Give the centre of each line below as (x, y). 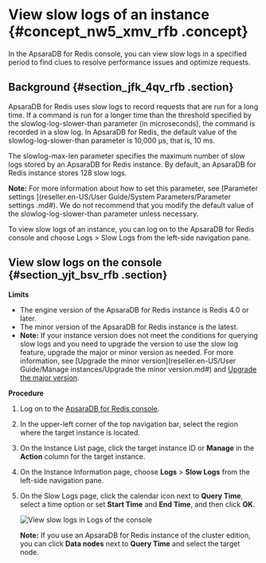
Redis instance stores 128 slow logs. (68, 172)
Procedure (26, 393)
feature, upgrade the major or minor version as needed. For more (126, 352)
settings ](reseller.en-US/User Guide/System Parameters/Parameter (119, 196)
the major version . (49, 377)
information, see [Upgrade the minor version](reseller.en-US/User (128, 360)
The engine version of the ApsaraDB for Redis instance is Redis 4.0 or (134, 309)
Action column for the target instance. (82, 456)
